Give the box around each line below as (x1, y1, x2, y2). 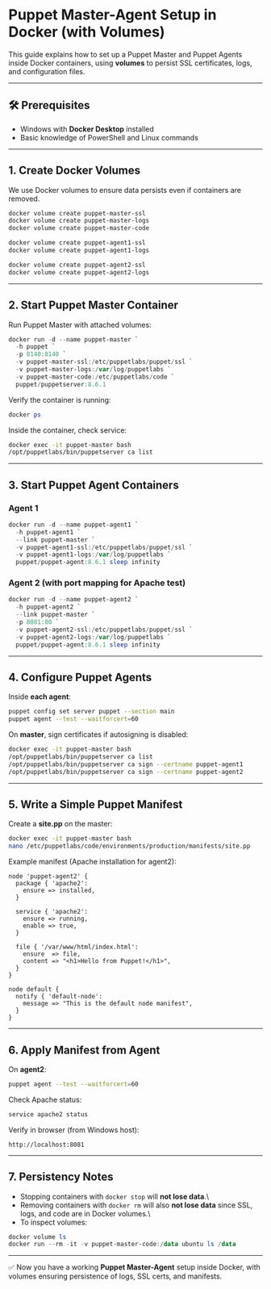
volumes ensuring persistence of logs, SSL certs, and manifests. (8, 1271, 223, 1281)
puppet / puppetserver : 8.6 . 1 (15, 380, 106, 388)
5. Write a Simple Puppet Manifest (8, 797, 183, 812)
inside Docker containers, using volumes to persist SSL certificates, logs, (8, 58, 252, 68)
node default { (8, 986, 60, 994)
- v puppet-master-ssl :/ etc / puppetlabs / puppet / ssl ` (15, 358, 194, 366)
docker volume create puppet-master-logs (8, 216, 150, 225)
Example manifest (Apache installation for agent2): (8, 857, 177, 867)
